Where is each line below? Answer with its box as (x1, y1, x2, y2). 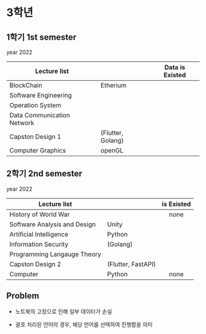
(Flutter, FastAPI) (107, 260, 156, 268)
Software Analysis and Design (9, 220, 96, 229)
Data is (164, 63, 186, 71)
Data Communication (9, 111, 71, 120)
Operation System (9, 101, 61, 109)
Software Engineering (9, 91, 72, 99)
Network (9, 119, 35, 127)
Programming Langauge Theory (9, 249, 102, 258)
